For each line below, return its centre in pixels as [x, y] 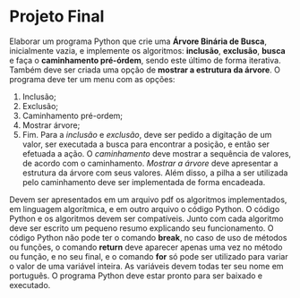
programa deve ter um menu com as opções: [92, 79]
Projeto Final [57, 17]
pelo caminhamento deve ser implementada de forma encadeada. [144, 182]
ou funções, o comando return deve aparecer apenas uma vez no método [146, 247]
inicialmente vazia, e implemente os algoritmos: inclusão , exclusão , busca [147, 50]
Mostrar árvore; [51, 125]
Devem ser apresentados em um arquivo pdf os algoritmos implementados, [148, 200]
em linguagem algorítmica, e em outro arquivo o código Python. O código [145, 209]
